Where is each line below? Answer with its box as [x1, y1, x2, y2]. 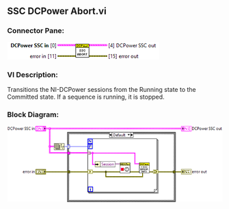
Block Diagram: [7, 110, 59, 119]
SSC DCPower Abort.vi [7, 5, 107, 17]
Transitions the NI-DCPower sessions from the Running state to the [7, 85, 196, 93]
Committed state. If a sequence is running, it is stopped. [7, 93, 165, 101]
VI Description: [7, 70, 58, 79]
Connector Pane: [7, 26, 65, 36]
